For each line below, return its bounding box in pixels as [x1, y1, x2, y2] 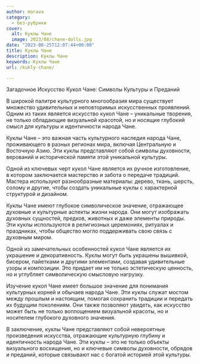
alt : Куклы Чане [11, 31, 52, 37]
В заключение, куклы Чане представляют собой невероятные [6, 326, 165, 333]
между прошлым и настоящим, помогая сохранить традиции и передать [6, 295, 193, 302]
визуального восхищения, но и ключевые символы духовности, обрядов [6, 345, 193, 352]
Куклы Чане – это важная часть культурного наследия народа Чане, [6, 134, 181, 142]
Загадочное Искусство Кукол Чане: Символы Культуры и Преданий [6, 86, 180, 93]
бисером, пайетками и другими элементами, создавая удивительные [6, 258, 185, 265]
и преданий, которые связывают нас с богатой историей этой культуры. [6, 351, 192, 359]
